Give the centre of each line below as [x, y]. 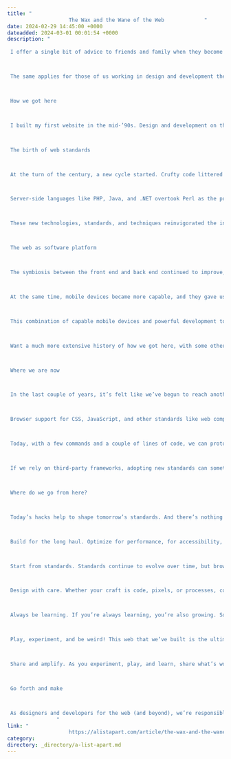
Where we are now [35, 370]
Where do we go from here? [49, 492]
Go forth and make [36, 688]
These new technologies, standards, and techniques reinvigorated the [113, 223]
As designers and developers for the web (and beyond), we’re [101, 713]
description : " [29, 39]
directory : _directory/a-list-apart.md [64, 745]
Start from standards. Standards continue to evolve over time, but [110, 566]
